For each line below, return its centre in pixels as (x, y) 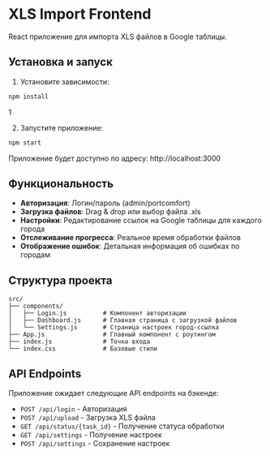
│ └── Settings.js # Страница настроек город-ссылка (114, 328)
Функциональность (61, 183)
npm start (25, 143)
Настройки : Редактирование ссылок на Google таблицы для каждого (141, 221)
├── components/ (36, 306)
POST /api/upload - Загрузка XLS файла (88, 417)
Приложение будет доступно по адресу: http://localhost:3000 (115, 158)
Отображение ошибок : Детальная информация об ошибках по (130, 246)
